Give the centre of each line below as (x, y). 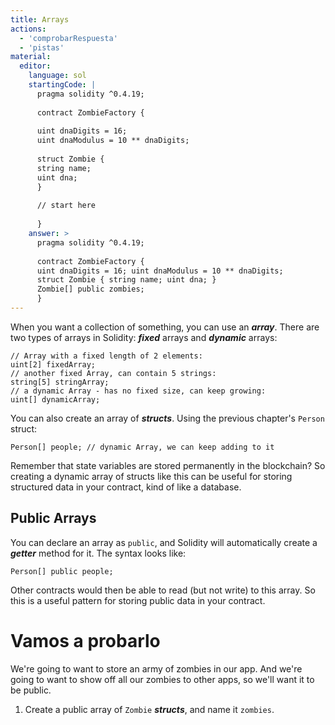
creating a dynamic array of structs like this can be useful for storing (151, 476)
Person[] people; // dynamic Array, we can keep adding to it (142, 447)
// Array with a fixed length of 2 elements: (106, 356)
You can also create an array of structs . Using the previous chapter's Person (167, 418)
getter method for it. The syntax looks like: (98, 553)
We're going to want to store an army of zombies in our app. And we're (156, 668)
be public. (31, 690)
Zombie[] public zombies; (90, 289)
